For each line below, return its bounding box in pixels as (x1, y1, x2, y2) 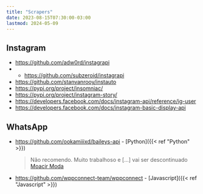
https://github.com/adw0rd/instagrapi (15, 59, 110, 66)
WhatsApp (6, 122, 48, 132)
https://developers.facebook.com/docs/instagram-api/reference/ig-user (15, 98, 196, 105)
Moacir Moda (30, 162, 64, 170)
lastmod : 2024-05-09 (6, 20, 59, 26)
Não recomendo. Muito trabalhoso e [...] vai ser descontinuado (30, 156, 188, 163)
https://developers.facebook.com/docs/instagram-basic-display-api (15, 104, 187, 111)
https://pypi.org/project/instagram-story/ (15, 91, 117, 99)
